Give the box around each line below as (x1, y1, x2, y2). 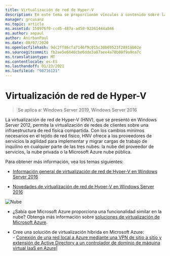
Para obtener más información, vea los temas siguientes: (5, 159, 124, 165)
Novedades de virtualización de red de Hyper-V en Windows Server (12, 183, 154, 189)
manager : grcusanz (5, 17, 44, 22)
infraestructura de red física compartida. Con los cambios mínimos (5, 127, 145, 133)
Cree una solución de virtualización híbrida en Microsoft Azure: (12, 229, 144, 235)
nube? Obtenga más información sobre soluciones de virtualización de (12, 214, 160, 220)
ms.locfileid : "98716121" (5, 69, 60, 74)
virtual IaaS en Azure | (12, 245, 58, 251)
